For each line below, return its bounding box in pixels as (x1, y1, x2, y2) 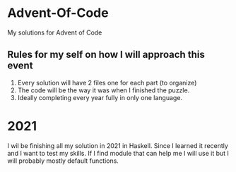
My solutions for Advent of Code (7, 28, 102, 37)
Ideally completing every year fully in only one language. (17, 93, 182, 102)
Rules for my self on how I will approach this (7, 49, 205, 61)
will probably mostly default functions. (7, 156, 119, 165)
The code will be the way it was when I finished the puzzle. (17, 86, 190, 94)
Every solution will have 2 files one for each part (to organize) (17, 78, 197, 87)
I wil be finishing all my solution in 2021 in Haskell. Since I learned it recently (7, 141, 228, 149)
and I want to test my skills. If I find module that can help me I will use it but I (7, 149, 230, 157)
